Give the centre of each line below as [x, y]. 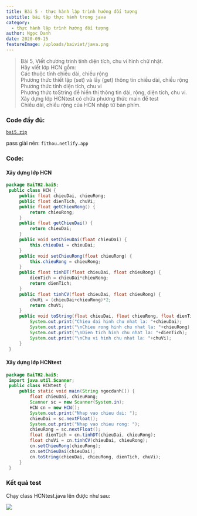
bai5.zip [17, 132]
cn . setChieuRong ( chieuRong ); [65, 446]
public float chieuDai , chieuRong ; [63, 196]
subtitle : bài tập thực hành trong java [56, 17]
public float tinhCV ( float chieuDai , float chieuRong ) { [90, 294]
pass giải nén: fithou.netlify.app [47, 143]
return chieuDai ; [51, 229]
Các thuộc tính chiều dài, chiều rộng [64, 74]
